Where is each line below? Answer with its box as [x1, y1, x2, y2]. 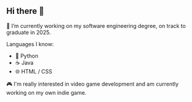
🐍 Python [15, 52, 38, 59]
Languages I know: [6, 40, 54, 47]
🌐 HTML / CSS [15, 67, 53, 75]
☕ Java [15, 59, 34, 66]
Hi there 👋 [6, 6, 44, 16]
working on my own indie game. [6, 89, 87, 96]
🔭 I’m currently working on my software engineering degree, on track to [6, 22, 186, 29]
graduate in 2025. [6, 29, 51, 36]
